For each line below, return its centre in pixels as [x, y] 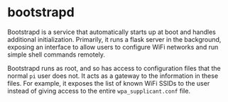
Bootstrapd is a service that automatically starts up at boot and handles [112, 32]
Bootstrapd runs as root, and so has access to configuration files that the [114, 68]
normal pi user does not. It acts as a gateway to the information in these [113, 76]
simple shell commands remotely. [56, 55]
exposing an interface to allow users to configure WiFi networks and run [113, 47]
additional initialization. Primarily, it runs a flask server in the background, [114, 39]
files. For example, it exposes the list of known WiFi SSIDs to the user [109, 83]
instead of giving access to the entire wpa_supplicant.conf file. [99, 91]
